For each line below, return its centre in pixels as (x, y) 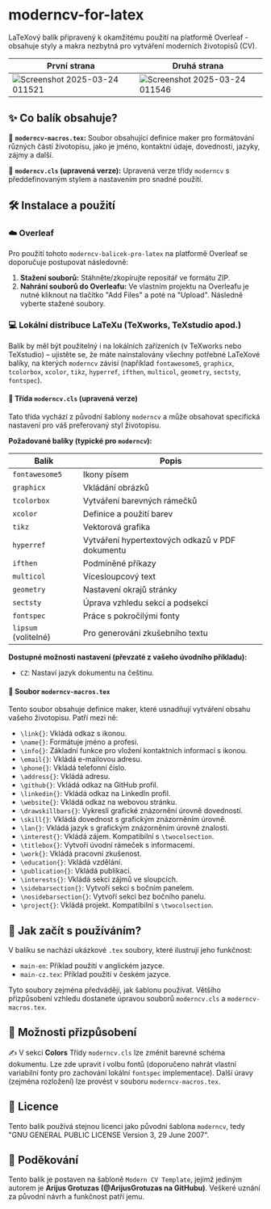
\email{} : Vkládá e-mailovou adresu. (81, 759)
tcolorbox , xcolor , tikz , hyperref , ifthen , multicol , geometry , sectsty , (125, 371)
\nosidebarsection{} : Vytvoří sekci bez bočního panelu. (113, 897)
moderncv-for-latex (76, 15)
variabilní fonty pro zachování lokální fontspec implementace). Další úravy (131, 1072)
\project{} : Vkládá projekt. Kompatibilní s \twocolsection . (117, 905)
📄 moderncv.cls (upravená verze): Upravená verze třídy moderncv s (119, 171)
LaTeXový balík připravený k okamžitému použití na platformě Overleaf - (128, 37)
